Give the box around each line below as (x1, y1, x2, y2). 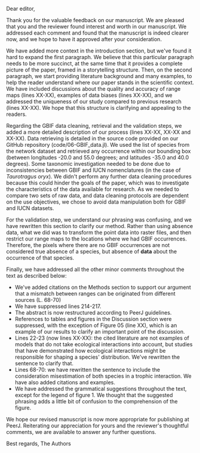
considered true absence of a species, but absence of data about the (6, 248, 177, 255)
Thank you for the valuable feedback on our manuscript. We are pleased (6, 17, 184, 23)
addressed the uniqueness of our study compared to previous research (6, 98, 182, 105)
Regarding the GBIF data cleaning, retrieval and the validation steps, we (6, 122, 182, 129)
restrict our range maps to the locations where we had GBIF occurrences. (6, 235, 187, 242)
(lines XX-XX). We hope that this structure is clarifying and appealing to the (6, 104, 191, 111)
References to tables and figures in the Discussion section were (14, 316, 172, 322)
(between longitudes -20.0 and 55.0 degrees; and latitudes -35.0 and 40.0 (6, 154, 189, 161)
